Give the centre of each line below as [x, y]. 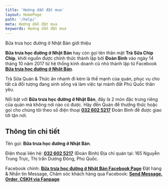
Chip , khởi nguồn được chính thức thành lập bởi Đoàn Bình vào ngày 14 [79, 58]
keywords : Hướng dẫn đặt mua [36, 29]
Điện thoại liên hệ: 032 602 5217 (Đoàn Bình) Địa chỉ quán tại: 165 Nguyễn [82, 153]
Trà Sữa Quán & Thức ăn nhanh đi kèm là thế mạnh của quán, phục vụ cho [82, 79]
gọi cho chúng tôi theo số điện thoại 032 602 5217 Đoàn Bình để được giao [83, 110]
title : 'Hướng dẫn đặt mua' [35, 10]
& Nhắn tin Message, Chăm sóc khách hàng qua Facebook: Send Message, [84, 174]
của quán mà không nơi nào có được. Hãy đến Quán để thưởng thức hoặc [81, 105]
